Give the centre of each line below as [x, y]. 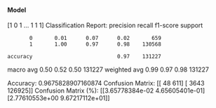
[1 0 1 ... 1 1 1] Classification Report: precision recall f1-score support [105, 25]
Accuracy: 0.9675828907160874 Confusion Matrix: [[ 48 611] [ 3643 [106, 83]
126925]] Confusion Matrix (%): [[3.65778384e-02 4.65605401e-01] [106, 90]
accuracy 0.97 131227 [84, 57]
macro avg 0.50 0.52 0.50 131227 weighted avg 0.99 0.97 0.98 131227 [108, 69]
